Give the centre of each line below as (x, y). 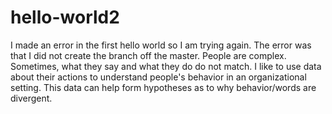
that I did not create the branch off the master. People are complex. (148, 55)
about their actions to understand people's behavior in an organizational (158, 77)
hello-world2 (65, 17)
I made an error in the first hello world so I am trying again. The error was (161, 45)
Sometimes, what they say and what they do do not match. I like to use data (166, 66)
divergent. (31, 98)
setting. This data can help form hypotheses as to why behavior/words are (163, 87)
